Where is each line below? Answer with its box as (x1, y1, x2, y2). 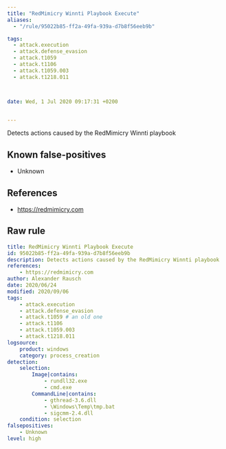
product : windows (19, 345, 69, 353)
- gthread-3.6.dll (43, 397, 97, 404)
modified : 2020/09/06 (7, 288, 69, 295)
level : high (7, 435, 41, 442)
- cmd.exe (43, 384, 72, 391)
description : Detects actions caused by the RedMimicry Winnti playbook (7, 256, 220, 263)
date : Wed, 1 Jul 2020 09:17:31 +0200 (7, 98, 118, 105)
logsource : (7, 339, 38, 346)
